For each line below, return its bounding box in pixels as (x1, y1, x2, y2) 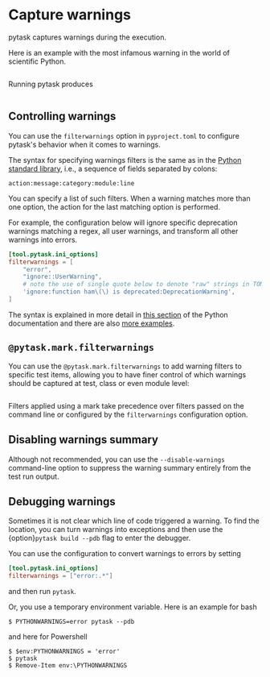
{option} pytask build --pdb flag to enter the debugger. (8, 534, 191, 543)
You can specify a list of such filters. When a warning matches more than (8, 193, 251, 203)
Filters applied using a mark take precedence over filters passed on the (8, 401, 244, 410)
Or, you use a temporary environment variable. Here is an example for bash (8, 602, 257, 612)
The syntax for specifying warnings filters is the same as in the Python (8, 155, 242, 164)
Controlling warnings (8, 110, 117, 123)
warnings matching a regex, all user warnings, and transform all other (8, 226, 239, 235)
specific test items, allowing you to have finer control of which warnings (8, 369, 247, 380)
